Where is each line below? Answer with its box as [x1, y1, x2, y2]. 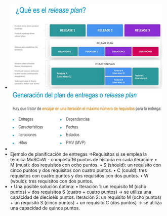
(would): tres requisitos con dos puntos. [10, 178, 94, 184]
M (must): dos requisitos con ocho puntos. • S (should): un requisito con [10, 162, 161, 168]
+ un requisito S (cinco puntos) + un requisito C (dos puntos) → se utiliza [10, 199, 162, 205]
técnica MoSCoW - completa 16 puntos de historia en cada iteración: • [10, 156, 157, 162]
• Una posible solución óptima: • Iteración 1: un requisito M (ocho [10, 183, 147, 189]
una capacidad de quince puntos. [10, 205, 80, 211]
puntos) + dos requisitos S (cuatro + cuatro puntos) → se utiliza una [10, 189, 152, 195]
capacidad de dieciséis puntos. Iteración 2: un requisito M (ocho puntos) [10, 194, 162, 200]
